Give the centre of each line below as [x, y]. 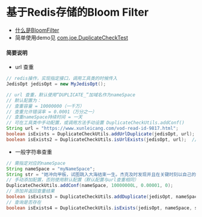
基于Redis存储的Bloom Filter [78, 12]
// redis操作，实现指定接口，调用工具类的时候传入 [62, 79]
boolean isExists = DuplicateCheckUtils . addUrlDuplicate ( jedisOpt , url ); [101, 134]
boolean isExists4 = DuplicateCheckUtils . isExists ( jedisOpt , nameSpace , [99, 208]
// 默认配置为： [24, 100]
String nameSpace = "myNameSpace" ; [51, 169]
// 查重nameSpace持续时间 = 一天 [44, 117]
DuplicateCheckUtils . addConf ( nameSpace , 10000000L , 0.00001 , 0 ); [90, 186]
